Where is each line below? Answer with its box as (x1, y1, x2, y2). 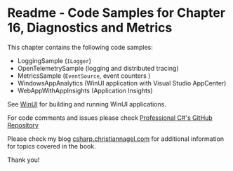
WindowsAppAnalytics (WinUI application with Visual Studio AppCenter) (17, 78, 227, 87)
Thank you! (7, 156, 40, 164)
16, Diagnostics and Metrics (7, 20, 173, 36)
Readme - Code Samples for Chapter (7, 5, 226, 21)
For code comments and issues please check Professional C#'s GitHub (7, 114, 213, 122)
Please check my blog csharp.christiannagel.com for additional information (7, 135, 225, 143)
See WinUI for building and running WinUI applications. (7, 100, 166, 108)
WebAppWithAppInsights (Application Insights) (17, 86, 153, 95)
